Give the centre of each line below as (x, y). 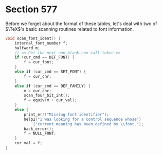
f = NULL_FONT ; (40, 134)
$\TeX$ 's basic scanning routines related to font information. (70, 29)
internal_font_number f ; (41, 43)
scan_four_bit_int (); (47, 96)
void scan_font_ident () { (33, 38)
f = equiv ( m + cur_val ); (50, 100)
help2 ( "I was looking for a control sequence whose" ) (83, 119)
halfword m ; (27, 48)
